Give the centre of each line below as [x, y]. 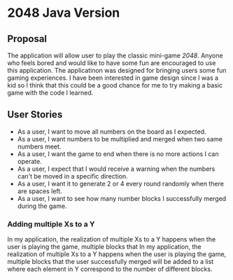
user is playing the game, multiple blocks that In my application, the [104, 247]
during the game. [42, 206]
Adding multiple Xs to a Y [51, 224]
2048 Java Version [64, 13]
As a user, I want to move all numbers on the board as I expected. [112, 132]
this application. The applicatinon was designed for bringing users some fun [117, 70]
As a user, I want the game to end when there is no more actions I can [118, 154]
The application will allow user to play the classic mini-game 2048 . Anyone [115, 55]
